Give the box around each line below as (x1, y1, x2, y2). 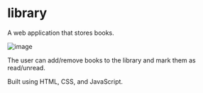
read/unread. (7, 63, 46, 72)
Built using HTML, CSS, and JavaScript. (7, 77, 123, 86)
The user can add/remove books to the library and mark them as (7, 55, 197, 65)
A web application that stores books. (7, 28, 115, 37)
